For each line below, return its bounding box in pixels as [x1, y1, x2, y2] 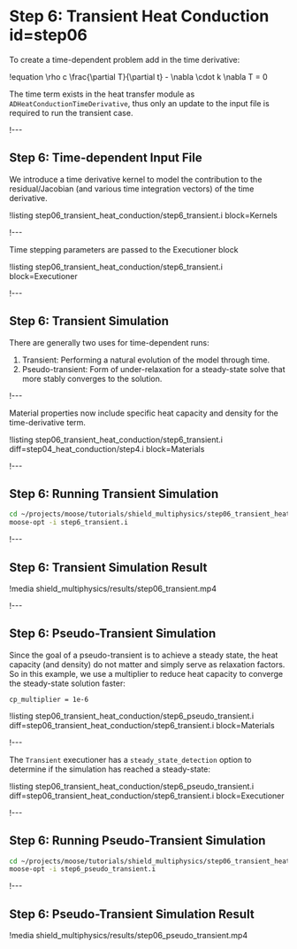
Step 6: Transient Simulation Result [9, 560, 208, 575]
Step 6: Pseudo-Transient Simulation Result [9, 906, 255, 922]
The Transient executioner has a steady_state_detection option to [9, 754, 252, 765]
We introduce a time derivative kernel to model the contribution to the [9, 174, 263, 184]
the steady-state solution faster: [9, 678, 126, 688]
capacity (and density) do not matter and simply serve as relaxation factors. [9, 658, 286, 670]
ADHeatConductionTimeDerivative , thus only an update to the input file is [9, 97, 270, 108]
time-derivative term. [9, 416, 87, 427]
